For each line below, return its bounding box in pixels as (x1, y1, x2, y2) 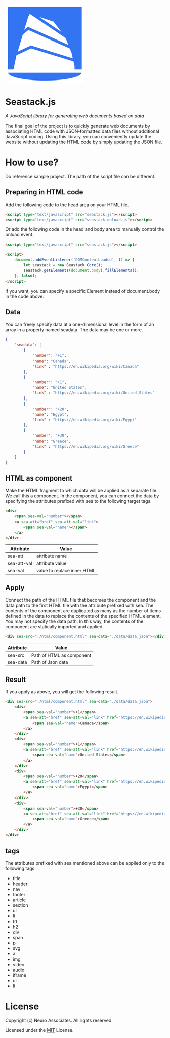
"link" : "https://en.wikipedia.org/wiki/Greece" (32, 444, 139, 449)
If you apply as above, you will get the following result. (5, 689, 119, 695)
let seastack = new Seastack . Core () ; (23, 263, 103, 268)
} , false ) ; (14, 273, 37, 278)
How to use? (5, 156, 59, 168)
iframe (12, 972, 26, 978)
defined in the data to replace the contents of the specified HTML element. (5, 613, 161, 619)
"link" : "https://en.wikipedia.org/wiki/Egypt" (32, 417, 137, 422)
